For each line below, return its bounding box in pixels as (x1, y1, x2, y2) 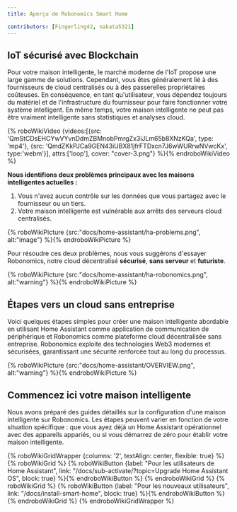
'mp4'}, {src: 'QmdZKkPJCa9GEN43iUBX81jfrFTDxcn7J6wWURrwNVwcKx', (7, 142, 228, 151)
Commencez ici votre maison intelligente (7, 389, 192, 401)
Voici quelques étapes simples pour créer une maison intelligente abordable (7, 318, 229, 326)
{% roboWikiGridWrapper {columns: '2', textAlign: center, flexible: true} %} (7, 451, 225, 460)
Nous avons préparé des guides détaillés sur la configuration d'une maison (7, 407, 226, 416)
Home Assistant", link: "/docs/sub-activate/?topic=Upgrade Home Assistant (7, 466, 229, 475)
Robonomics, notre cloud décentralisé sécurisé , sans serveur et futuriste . (7, 257, 226, 265)
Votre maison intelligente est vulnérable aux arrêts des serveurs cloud (17, 206, 222, 216)
